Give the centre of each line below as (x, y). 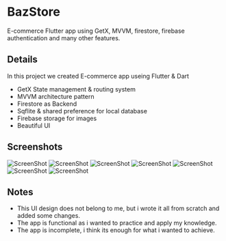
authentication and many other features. (64, 38)
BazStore (34, 12)
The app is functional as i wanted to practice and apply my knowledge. (117, 223)
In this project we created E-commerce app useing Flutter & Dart (98, 76)
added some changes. (49, 216)
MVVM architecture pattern (55, 96)
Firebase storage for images (57, 118)
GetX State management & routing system (76, 89)
